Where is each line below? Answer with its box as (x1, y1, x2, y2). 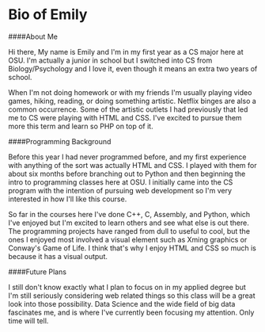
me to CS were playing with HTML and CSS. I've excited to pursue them (8, 113, 243, 122)
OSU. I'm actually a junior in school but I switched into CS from (8, 55, 213, 65)
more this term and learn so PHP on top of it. (8, 121, 153, 131)
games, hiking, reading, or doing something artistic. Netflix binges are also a (8, 96, 257, 105)
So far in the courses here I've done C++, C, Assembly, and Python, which (8, 209, 251, 219)
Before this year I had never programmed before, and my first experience (8, 152, 247, 162)
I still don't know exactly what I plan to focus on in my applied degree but (8, 282, 247, 292)
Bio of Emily (8, 6, 88, 24)
